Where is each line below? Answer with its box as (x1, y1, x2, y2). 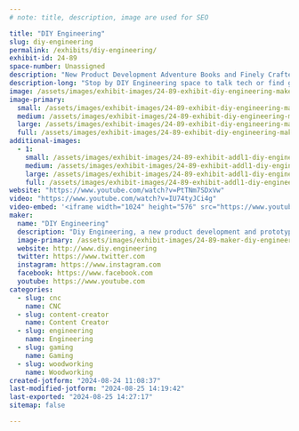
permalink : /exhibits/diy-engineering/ (9, 45, 158, 54)
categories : (9, 285, 53, 294)
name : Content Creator (25, 318, 109, 327)
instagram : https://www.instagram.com (17, 260, 162, 269)
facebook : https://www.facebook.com (17, 268, 153, 278)
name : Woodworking (25, 368, 93, 377)
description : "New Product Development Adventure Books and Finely (9, 70, 265, 80)
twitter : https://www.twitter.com (17, 252, 145, 261)
